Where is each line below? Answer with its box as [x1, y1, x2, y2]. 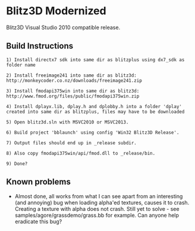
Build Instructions [6, 41, 74, 51]
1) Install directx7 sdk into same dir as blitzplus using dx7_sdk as [6, 56, 185, 63]
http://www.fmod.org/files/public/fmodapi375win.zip [6, 93, 140, 99]
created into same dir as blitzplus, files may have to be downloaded [6, 109, 185, 115]
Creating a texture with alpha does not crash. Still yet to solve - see [14, 205, 180, 212]
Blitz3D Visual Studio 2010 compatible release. [6, 24, 121, 31]
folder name [6, 62, 36, 68]
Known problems [6, 177, 71, 187]
